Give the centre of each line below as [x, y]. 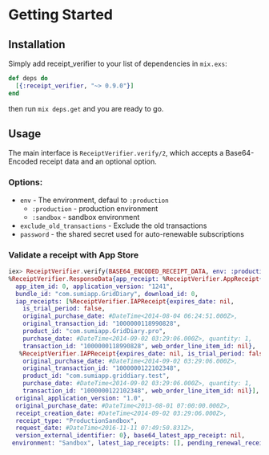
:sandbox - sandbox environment [86, 217]
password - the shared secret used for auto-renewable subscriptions [132, 234]
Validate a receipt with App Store [73, 254]
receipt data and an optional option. [98, 161]
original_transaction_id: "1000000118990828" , [102, 324]
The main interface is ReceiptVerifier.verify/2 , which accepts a [116, 153]
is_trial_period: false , [64, 309]
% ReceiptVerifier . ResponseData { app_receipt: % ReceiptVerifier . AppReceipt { [136, 278]
